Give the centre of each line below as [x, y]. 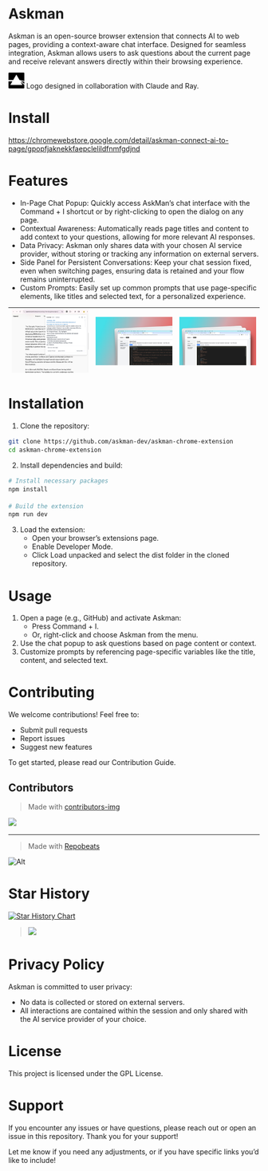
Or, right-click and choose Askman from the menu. [115, 635]
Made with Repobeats [64, 846]
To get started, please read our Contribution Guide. [92, 763]
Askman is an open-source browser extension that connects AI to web [124, 36]
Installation [46, 404]
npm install [28, 489]
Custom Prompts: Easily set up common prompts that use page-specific [138, 287]
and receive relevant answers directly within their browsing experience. [126, 61]
